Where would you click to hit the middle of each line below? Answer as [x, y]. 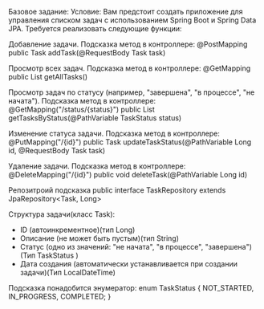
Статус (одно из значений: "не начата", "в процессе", [112, 247]
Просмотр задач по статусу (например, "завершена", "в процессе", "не [132, 92]
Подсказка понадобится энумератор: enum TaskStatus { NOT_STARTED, [131, 288]
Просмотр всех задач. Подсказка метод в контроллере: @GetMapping [130, 68]
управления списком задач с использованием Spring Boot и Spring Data [132, 20]
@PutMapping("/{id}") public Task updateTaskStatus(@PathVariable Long [130, 142]
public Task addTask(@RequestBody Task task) [87, 53]
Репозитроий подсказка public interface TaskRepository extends [117, 190]
